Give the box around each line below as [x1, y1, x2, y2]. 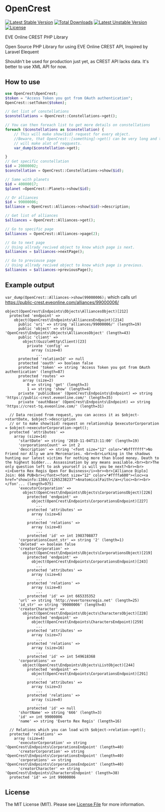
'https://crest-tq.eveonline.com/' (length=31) [5, 404, 105, 409]
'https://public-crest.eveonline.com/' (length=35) [5, 395, 113, 400]
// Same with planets [5, 177, 50, 182]
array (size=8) [31, 348, 63, 353]
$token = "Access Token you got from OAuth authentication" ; [5, 96, 133, 101]
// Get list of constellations [5, 109, 69, 114]
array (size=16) [31, 645, 65, 650]
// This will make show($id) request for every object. [14, 132, 131, 137]
